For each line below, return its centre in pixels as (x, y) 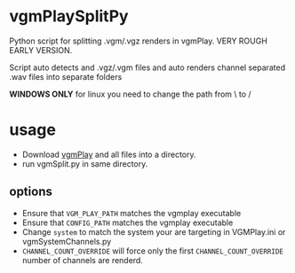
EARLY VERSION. (41, 50)
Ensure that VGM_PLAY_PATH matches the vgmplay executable (132, 213)
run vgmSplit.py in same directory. (85, 164)
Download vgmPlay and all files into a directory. (109, 154)
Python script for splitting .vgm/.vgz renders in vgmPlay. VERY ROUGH (139, 41)
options (31, 192)
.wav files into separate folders (66, 76)
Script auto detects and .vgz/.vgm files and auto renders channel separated (147, 67)
